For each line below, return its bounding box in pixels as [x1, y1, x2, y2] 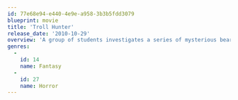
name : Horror [20, 82, 59, 89]
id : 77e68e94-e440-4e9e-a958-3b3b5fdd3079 [7, 10, 135, 18]
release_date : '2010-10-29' [7, 30, 91, 37]
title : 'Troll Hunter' [7, 23, 74, 30]
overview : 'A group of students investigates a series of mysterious [7, 37, 217, 44]
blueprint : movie [7, 17, 59, 24]
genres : [7, 43, 30, 50]
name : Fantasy [20, 63, 62, 70]
